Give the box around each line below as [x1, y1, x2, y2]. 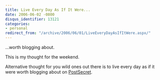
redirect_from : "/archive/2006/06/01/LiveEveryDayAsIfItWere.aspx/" [5, 30, 151, 35]
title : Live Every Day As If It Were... [5, 7, 91, 12]
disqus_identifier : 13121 [5, 16, 59, 21]
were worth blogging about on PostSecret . [5, 69, 92, 75]
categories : [5, 21, 30, 26]
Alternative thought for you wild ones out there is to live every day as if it [5, 63, 155, 69]
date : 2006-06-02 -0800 [5, 12, 55, 17]
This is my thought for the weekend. [5, 54, 79, 60]
